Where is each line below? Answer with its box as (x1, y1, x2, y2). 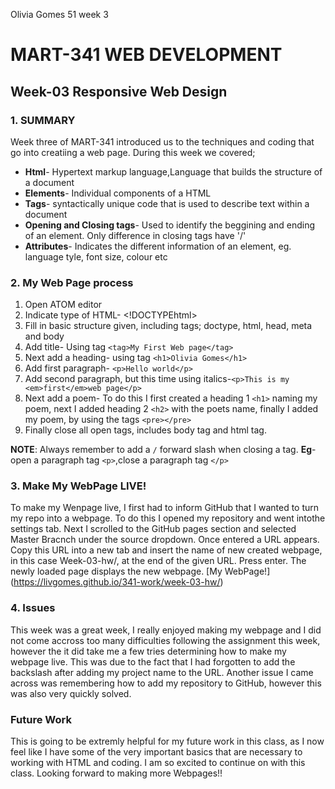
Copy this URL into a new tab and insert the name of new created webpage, (10, 544, 323, 556)
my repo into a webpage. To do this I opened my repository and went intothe (10, 512, 326, 524)
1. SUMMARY (10, 113, 76, 127)
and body (24, 330, 65, 343)
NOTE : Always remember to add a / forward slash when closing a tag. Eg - (10, 444, 317, 456)
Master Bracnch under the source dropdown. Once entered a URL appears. (10, 534, 320, 546)
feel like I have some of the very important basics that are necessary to (10, 746, 303, 758)
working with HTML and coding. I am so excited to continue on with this (10, 757, 306, 769)
